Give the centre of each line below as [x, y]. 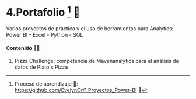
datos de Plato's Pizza [41, 67]
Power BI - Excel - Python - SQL [45, 35]
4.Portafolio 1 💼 [43, 11]
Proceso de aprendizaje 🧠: [46, 84]
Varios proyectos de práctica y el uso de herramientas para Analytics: [90, 29]
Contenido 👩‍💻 [23, 48]
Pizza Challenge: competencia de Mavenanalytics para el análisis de [97, 61]
